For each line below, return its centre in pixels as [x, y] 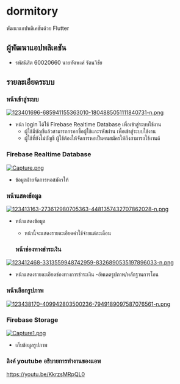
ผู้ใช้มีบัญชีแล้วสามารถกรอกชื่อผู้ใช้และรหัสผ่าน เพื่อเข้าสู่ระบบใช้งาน [90, 131]
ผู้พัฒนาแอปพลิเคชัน [36, 48]
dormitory [32, 11]
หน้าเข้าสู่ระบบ [23, 100]
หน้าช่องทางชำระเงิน [38, 249]
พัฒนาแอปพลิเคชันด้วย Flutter [38, 28]
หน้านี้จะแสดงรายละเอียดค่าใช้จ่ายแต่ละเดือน [68, 233]
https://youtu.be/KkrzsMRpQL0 [46, 374]
